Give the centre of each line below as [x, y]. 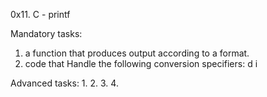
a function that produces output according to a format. [137, 53]
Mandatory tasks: [46, 33]
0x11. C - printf [40, 14]
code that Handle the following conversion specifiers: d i [141, 63]
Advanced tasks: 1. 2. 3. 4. [64, 83]
